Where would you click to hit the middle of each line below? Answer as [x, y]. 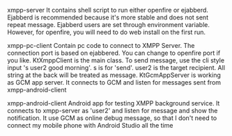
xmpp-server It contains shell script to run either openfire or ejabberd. [108, 10]
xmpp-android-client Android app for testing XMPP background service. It [114, 103]
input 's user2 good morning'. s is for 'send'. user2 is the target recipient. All [116, 68]
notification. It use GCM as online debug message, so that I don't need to [112, 118]
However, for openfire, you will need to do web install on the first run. [107, 32]
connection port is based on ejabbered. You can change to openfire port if [114, 53]
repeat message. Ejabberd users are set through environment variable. [109, 25]
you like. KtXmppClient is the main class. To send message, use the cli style [116, 60]
